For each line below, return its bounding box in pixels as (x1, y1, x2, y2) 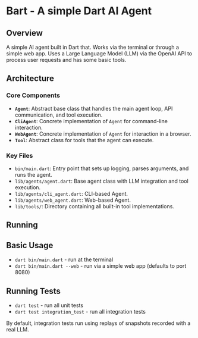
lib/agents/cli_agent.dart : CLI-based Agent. (14, 190, 128, 197)
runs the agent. (14, 171, 52, 178)
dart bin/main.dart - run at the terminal (14, 256, 114, 263)
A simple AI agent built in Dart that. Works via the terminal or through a (6, 43, 180, 51)
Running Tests (6, 286, 61, 296)
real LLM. (6, 326, 30, 333)
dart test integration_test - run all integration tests (14, 308, 146, 315)
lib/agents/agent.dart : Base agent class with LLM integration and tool (14, 177, 188, 184)
